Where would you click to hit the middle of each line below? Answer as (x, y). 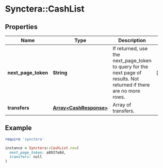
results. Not (126, 79)
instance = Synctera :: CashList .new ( (42, 148)
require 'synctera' (25, 139)
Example (18, 128)
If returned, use (130, 48)
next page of (127, 73)
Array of (122, 105)
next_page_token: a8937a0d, (38, 153)
